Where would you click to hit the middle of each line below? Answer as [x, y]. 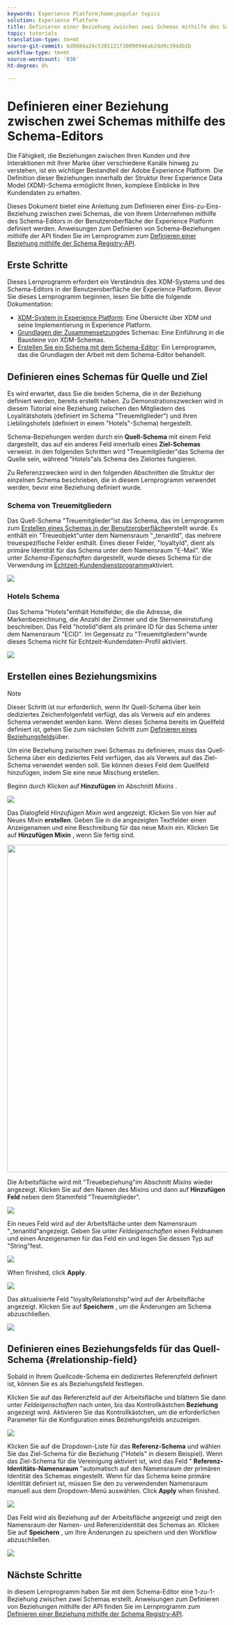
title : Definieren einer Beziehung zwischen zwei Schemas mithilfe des [113, 27]
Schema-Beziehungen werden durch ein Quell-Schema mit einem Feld [109, 437]
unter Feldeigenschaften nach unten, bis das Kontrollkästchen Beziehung [112, 1405]
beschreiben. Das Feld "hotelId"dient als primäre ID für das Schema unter [112, 627]
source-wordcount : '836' [43, 59]
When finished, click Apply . [47, 1272]
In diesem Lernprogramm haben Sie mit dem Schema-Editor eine [100, 1592]
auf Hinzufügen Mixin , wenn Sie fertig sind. [71, 835]
